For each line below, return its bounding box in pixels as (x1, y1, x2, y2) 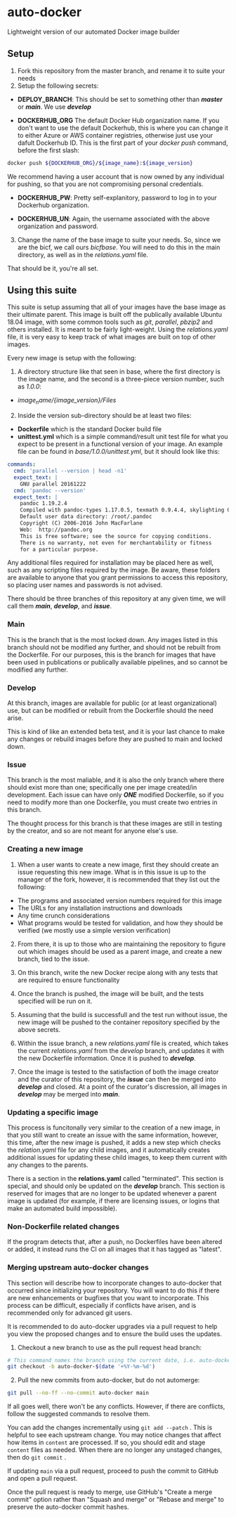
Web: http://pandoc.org (20, 526, 93, 533)
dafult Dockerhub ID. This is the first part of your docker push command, (17, 138, 228, 147)
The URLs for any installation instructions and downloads (17, 903, 183, 912)
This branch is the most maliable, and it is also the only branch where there (7, 776, 225, 784)
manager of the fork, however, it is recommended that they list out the (17, 875, 220, 884)
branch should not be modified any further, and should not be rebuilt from (7, 643, 221, 651)
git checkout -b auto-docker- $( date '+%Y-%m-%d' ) (7, 1363, 156, 1370)
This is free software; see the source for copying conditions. (20, 532, 212, 539)
